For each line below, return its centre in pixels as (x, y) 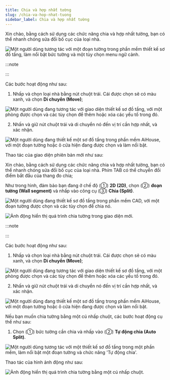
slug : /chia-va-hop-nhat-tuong (38, 15)
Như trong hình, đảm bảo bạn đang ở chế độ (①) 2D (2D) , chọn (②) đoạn (84, 186)
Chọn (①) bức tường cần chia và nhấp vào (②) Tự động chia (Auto (84, 332)
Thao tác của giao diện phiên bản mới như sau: (54, 155)
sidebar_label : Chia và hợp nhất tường (47, 19)
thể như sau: (18, 322)
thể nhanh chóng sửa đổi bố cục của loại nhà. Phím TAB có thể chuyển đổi (83, 170)
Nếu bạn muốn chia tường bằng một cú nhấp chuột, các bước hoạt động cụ (84, 316)
